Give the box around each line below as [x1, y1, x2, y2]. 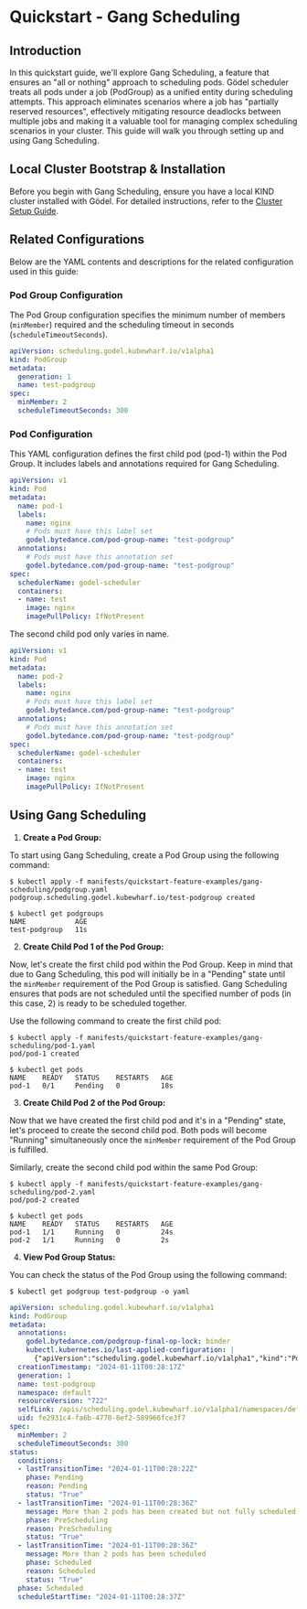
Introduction [9, 43, 82, 59]
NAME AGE [9, 917, 89, 926]
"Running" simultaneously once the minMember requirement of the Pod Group [9, 1134, 297, 1145]
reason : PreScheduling [26, 1524, 112, 1533]
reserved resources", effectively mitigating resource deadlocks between [9, 106, 281, 116]
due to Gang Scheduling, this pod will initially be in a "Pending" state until [9, 968, 286, 980]
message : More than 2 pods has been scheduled [26, 1550, 206, 1559]
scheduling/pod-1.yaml [9, 1041, 96, 1050]
